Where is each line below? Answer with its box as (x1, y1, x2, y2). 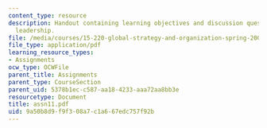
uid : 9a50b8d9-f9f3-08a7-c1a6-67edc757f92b (8, 108, 155, 116)
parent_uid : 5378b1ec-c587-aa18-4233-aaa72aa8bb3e (8, 85, 180, 94)
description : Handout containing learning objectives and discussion (8, 19, 244, 27)
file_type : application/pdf (8, 41, 102, 49)
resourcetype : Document (8, 93, 87, 101)
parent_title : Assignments (8, 71, 98, 79)
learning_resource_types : (8, 48, 94, 56)
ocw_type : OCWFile (8, 64, 69, 72)
